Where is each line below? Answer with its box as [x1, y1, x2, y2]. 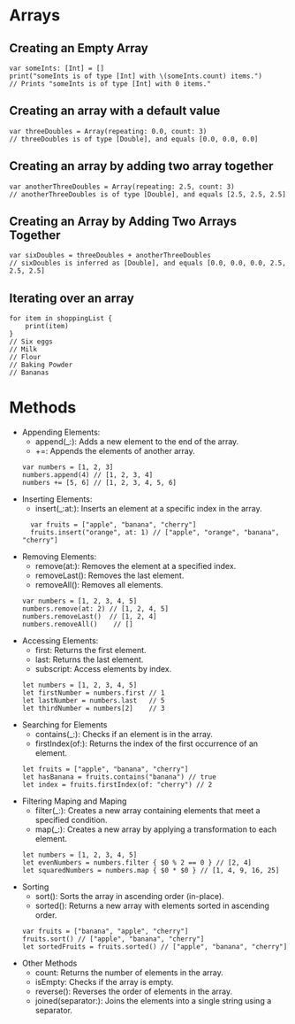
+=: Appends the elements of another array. [34, 446, 196, 457]
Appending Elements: [21, 427, 101, 438]
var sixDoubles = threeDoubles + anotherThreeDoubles [9, 251, 212, 260]
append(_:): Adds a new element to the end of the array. [34, 436, 239, 447]
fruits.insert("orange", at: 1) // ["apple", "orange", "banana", [30, 528, 280, 537]
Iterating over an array [9, 290, 134, 305]
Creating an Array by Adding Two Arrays [9, 214, 237, 229]
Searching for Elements [21, 720, 108, 730]
